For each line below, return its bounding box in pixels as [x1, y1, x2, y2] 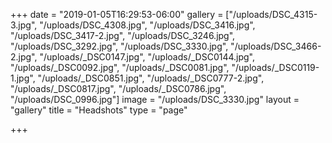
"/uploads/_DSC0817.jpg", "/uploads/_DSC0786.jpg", [10, 83, 227, 94]
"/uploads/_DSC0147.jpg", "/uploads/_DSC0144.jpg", [39, 51, 256, 63]
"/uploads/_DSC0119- [231, 62, 320, 73]
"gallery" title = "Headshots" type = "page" [10, 104, 188, 116]
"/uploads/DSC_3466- [230, 40, 322, 52]
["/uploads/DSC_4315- [225, 9, 318, 20]
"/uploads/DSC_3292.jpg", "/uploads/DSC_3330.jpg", [10, 40, 229, 52]
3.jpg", [10, 19, 38, 31]
